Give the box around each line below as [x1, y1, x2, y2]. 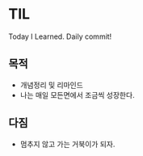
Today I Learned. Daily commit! [8, 32, 112, 41]
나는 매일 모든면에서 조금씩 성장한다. [19, 90, 135, 99]
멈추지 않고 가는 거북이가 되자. [19, 139, 116, 149]
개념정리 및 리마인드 [19, 80, 83, 90]
